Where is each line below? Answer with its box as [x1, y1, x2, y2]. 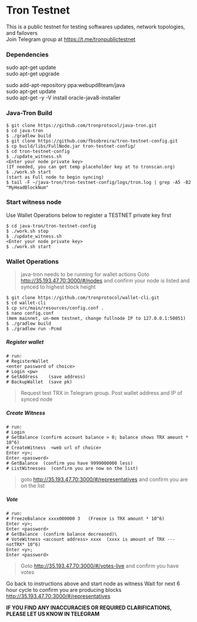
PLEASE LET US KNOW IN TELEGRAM [6, 610, 100, 618]
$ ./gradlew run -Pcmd [6, 326, 62, 332]
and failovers [6, 29, 38, 36]
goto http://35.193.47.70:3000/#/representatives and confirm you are [20, 476, 188, 483]
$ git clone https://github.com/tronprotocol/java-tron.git [6, 122, 157, 128]
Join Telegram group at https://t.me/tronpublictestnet [6, 35, 136, 43]
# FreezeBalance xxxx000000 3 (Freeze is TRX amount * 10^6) [6, 516, 165, 522]
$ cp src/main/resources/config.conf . [6, 305, 104, 311]
